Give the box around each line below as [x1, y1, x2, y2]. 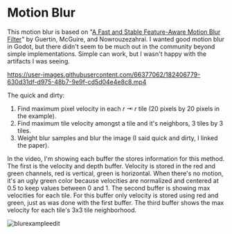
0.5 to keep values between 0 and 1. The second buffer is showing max [7, 184, 211, 192]
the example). [17, 112, 57, 120]
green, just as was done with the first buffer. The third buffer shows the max [7, 198, 224, 206]
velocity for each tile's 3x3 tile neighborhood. [7, 206, 137, 214]
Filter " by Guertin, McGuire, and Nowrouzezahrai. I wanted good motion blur [7, 35, 225, 43]
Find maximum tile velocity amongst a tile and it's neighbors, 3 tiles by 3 [17, 119, 224, 127]
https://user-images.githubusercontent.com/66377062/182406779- [7, 70, 201, 79]
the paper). [17, 141, 50, 149]
